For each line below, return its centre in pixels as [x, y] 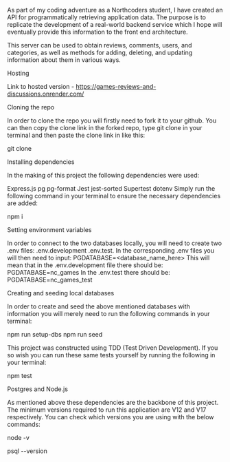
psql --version [27, 451]
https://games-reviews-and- [116, 86]
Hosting [18, 73]
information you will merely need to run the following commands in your [109, 314]
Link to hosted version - [41, 86]
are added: [22, 203]
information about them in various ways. [64, 60]
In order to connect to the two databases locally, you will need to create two [114, 243]
